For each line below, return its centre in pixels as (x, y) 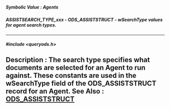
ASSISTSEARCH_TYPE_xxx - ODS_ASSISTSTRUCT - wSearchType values (84, 20)
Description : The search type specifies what (78, 60)
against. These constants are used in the (71, 76)
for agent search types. (31, 25)
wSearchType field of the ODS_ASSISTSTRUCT (81, 84)
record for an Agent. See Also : (55, 91)
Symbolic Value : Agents (32, 7)
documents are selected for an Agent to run (76, 68)
